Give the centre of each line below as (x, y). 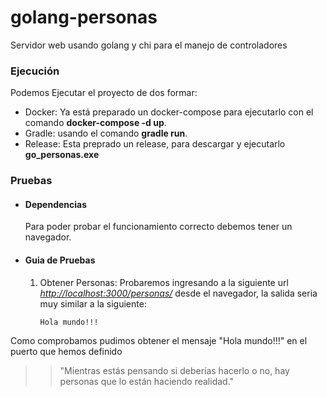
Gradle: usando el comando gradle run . (106, 133)
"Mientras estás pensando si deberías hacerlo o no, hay (174, 370)
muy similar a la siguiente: (93, 303)
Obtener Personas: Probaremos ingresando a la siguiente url (164, 282)
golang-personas (84, 17)
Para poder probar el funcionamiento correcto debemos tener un (158, 227)
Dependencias (56, 204)
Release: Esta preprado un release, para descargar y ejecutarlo (155, 144)
